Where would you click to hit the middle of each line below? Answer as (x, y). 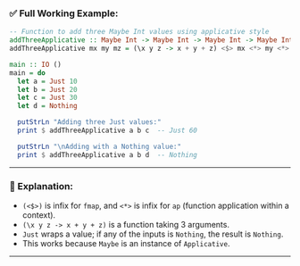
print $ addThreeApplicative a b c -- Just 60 (108, 131)
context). (39, 215)
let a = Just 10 (47, 81)
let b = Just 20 (47, 89)
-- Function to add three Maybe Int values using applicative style (139, 32)
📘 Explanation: (42, 186)
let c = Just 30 (47, 98)
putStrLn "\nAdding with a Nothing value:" (99, 146)
